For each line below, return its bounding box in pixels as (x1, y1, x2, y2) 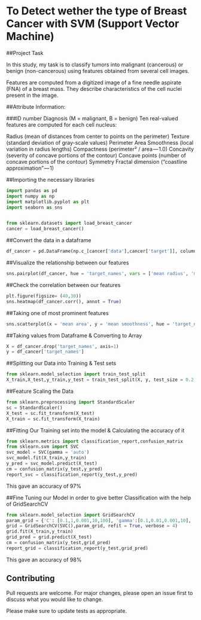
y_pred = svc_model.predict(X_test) (6, 460, 98, 467)
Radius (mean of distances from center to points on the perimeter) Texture (6, 133, 190, 140)
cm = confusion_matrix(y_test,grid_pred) (6, 540, 111, 546)
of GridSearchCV (6, 500, 48, 508)
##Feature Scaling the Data (6, 387, 74, 395)
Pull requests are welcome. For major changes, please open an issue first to (6, 589, 193, 596)
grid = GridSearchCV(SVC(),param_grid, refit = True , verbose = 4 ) (6, 523, 178, 529)
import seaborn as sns (6, 204, 63, 210)
